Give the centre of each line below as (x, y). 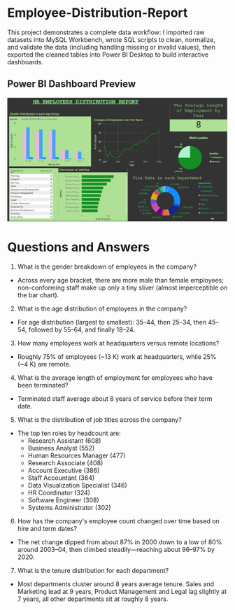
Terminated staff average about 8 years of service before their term (115, 398)
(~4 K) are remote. (44, 364)
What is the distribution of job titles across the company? (99, 419)
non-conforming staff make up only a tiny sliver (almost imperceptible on (122, 288)
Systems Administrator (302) (69, 507)
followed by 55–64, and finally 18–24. (81, 329)
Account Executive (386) (64, 470)
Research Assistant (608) (64, 440)
